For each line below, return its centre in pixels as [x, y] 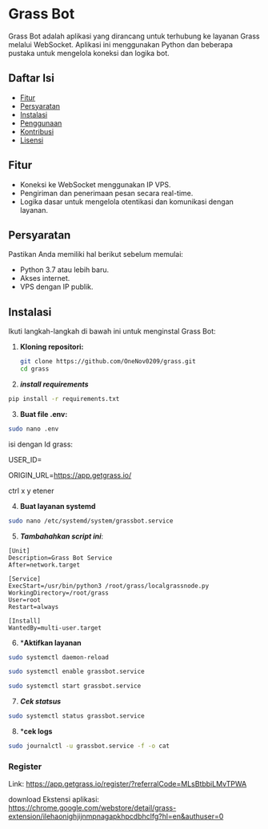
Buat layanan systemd [58, 506]
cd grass [34, 369]
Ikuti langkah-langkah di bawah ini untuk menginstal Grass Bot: [112, 331]
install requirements [54, 384]
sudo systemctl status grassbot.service [77, 716]
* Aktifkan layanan [50, 643]
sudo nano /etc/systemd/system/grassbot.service [91, 521]
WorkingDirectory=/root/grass [59, 593]
